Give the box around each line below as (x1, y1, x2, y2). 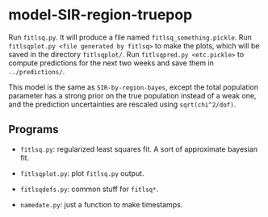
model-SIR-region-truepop (8, 6, 193, 24)
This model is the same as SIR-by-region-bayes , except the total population (8, 82, 259, 92)
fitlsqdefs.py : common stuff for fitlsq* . (19, 184, 159, 194)
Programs (8, 123, 59, 136)
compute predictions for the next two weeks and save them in (8, 58, 214, 68)
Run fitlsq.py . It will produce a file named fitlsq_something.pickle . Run (8, 32, 253, 42)
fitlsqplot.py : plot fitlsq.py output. (19, 168, 144, 178)
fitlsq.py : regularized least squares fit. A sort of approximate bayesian (19, 144, 258, 154)
